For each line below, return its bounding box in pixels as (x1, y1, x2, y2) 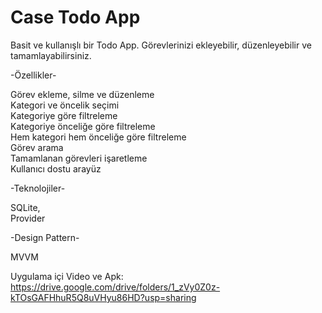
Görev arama (10, 141, 64, 153)
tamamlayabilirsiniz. (10, 49, 92, 61)
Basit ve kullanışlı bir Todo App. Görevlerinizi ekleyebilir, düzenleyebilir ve (10, 39, 312, 51)
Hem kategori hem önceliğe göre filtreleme (10, 131, 187, 143)
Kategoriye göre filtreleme (10, 109, 118, 121)
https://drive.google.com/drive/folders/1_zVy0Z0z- (10, 281, 221, 293)
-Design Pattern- (10, 231, 80, 243)
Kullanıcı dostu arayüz (10, 162, 102, 175)
